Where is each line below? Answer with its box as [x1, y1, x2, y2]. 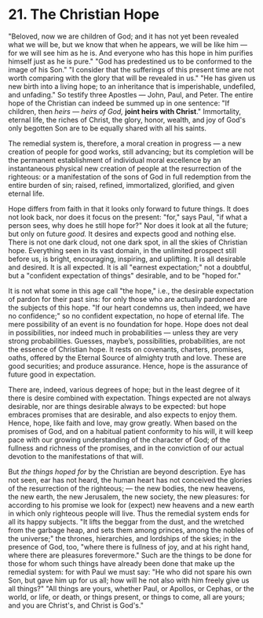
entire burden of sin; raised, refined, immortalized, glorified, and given [8, 180, 235, 189]
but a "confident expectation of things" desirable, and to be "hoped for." [8, 270, 242, 280]
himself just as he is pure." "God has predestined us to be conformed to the [8, 57, 253, 66]
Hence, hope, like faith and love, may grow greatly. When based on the [8, 418, 238, 428]
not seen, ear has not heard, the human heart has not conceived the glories [8, 475, 253, 484]
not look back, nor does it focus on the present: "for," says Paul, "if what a [8, 212, 248, 222]
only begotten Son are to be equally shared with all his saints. [8, 123, 206, 133]
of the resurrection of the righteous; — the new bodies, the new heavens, [8, 484, 246, 493]
